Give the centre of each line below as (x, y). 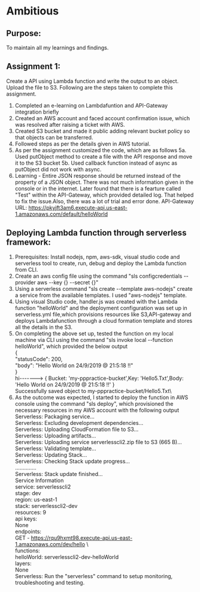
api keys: (26, 519)
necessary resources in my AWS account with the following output (97, 410)
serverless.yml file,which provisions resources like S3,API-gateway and (103, 314)
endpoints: (28, 531)
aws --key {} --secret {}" (68, 282)
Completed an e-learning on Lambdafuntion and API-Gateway (91, 105)
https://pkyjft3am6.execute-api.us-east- (78, 207)
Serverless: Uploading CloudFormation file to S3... (77, 429)
